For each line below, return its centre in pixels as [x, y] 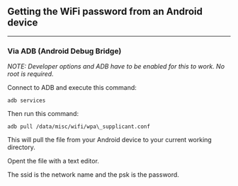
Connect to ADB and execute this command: [72, 88]
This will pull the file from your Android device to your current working [110, 140]
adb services [27, 101]
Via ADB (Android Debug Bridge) [64, 51]
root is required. [31, 74]
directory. [21, 147]
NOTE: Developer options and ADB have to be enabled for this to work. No [116, 66]
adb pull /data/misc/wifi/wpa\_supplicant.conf [79, 127]
